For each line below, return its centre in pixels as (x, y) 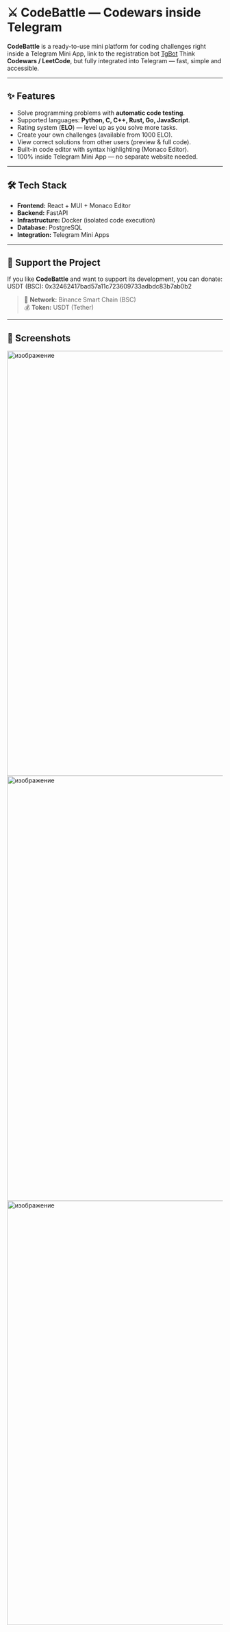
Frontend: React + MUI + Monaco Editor (74, 205)
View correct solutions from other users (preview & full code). (104, 141)
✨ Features (31, 97)
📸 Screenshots (39, 338)
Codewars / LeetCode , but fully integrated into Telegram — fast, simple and (114, 60)
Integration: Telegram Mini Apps (63, 234)
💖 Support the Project (54, 262)
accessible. (23, 68)
